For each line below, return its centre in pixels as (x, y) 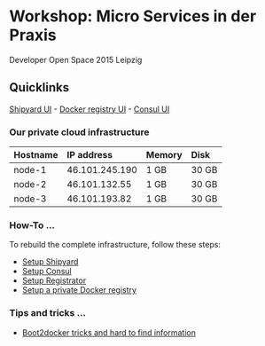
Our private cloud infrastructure (79, 132)
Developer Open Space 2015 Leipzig (76, 59)
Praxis (33, 35)
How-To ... (32, 225)
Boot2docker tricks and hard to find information (109, 332)
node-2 (30, 185)
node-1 (30, 170)
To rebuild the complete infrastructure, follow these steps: (115, 245)
